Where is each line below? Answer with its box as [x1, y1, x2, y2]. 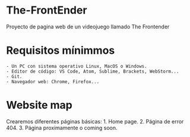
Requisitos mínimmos [6, 44, 115, 57]
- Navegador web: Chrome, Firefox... [6, 79, 100, 84]
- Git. [6, 73, 23, 80]
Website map [6, 99, 73, 112]
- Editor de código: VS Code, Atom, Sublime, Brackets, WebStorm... [6, 68, 179, 74]
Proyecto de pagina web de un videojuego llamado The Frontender [6, 23, 170, 30]
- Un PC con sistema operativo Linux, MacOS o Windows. [6, 63, 147, 69]
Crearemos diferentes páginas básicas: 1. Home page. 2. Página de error [6, 118, 184, 125]
